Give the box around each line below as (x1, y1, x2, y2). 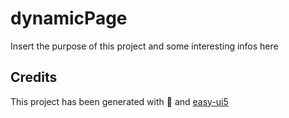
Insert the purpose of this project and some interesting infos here (10, 40, 279, 52)
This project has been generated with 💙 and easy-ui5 (10, 95, 229, 107)
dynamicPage (10, 7, 128, 30)
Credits (10, 69, 58, 86)
